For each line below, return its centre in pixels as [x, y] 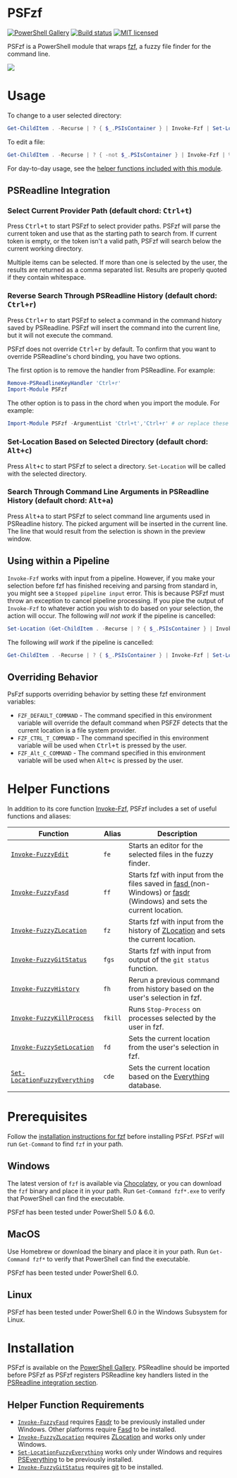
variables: [22, 701]
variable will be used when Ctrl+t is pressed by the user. [102, 745]
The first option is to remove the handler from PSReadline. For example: [111, 370]
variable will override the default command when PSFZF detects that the [122, 723]
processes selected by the [172, 1019]
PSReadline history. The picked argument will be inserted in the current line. [117, 523]
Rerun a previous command [174, 980]
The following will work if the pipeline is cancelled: [80, 642]
